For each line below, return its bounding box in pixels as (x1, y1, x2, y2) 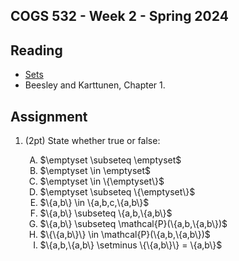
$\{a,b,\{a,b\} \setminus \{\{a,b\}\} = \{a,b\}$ (39, 239, 223, 251)
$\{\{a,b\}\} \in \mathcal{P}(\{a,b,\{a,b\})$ (39, 229, 211, 241)
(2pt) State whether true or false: (24, 135, 161, 147)
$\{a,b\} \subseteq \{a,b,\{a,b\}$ (39, 207, 173, 219)
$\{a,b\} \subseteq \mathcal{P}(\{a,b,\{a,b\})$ (39, 218, 228, 230)
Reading (10, 42, 63, 59)
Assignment (10, 108, 88, 125)
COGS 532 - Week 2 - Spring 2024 (10, 8, 229, 25)
